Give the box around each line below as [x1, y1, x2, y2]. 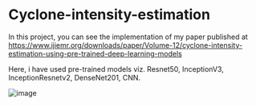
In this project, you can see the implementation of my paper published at [8, 32, 249, 41]
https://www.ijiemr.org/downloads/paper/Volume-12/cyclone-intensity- [8, 40, 243, 49]
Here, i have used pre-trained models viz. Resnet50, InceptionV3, [8, 64, 225, 73]
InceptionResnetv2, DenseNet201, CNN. [8, 73, 141, 82]
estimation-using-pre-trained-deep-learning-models [8, 49, 182, 58]
